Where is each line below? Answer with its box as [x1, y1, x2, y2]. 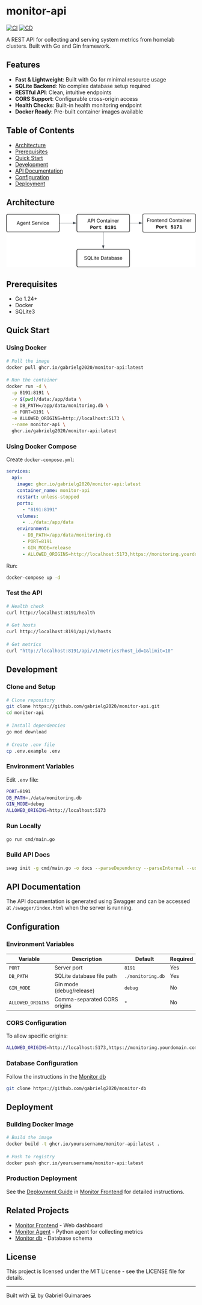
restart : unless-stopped [17, 494, 79, 500]
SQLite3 [14, 308, 35, 315]
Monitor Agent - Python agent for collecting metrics [14, 1228, 143, 1235]
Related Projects [6, 1205, 69, 1216]
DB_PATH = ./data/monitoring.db [6, 795, 82, 801]
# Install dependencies [6, 723, 66, 729]
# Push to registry [6, 1153, 55, 1160]
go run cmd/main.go [6, 836, 55, 843]
